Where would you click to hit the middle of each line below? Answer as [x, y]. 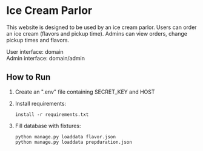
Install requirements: [41, 103]
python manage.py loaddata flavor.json [65, 137]
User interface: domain [35, 51]
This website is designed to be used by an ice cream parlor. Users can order [101, 27]
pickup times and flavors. [38, 40]
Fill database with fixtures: [48, 126]
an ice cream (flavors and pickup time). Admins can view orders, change [97, 33]
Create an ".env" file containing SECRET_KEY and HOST [85, 92]
